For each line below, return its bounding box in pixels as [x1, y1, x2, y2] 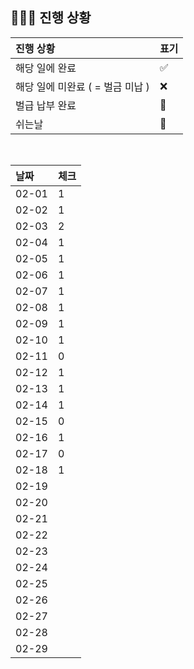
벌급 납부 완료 [15, 98, 77, 112]
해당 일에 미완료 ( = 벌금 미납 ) [15, 79, 150, 93]
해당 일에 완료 [15, 61, 77, 75]
